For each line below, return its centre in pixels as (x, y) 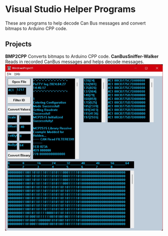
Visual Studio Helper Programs (70, 9)
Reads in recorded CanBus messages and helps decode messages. (75, 62)
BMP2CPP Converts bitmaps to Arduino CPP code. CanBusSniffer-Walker (82, 56)
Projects (18, 44)
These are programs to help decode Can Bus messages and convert (75, 23)
